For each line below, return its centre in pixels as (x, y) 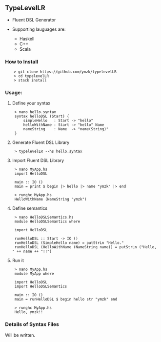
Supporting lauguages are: (39, 29)
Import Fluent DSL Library (38, 161)
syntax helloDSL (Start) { (42, 117)
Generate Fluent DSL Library (41, 142)
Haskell (27, 39)
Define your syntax (31, 103)
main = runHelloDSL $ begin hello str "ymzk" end (66, 300)
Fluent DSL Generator (34, 20)
